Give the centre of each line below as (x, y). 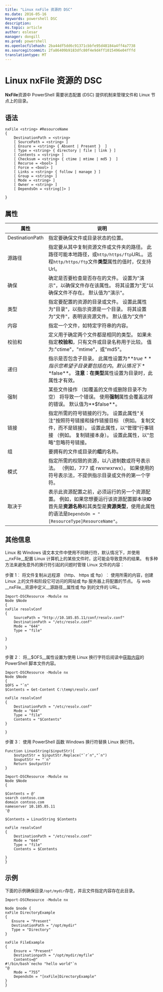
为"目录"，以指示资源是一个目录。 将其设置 (98, 309)
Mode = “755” (27, 972)
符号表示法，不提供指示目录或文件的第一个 (97, 475)
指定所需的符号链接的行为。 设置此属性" (94, 413)
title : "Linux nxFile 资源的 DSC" (39, 9)
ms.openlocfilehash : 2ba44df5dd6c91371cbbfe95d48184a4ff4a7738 (70, 46)
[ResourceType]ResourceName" (82, 521)
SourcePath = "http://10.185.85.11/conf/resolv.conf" (69, 618)
